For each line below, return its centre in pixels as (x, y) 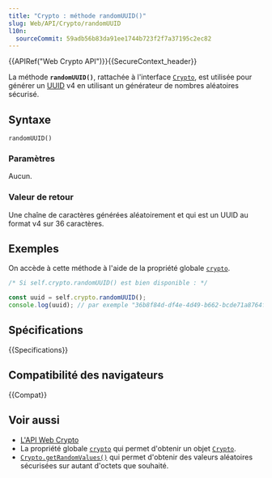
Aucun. (20, 176)
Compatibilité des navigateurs (86, 376)
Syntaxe (30, 119)
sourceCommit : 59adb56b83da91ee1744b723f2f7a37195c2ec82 (114, 38)
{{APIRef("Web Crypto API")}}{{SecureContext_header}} (103, 61)
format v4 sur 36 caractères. (56, 223)
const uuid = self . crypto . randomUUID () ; (78, 298)
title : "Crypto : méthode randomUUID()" (78, 16)
